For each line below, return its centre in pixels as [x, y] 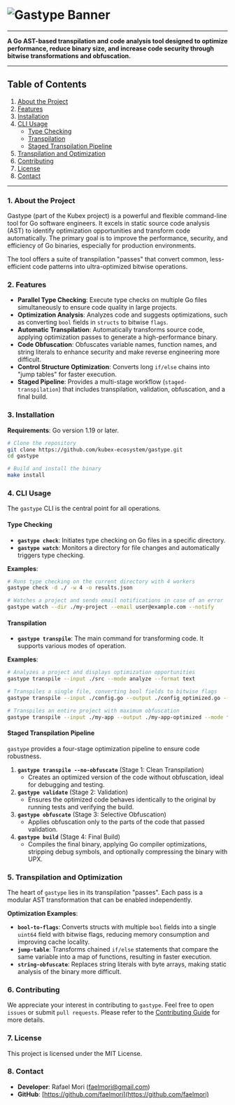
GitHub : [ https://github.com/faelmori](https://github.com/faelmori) [113, 1094]
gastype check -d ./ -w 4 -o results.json [70, 588]
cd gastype [23, 456]
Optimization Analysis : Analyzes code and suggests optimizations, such [122, 315]
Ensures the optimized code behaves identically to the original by [122, 799]
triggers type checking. [51, 555]
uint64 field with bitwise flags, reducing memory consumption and [113, 934]
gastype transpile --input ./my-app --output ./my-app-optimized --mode [115, 717]
